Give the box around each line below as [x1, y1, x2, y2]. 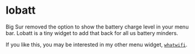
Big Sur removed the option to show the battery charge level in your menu [5, 23, 189, 30]
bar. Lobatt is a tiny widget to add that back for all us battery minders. [5, 29, 179, 36]
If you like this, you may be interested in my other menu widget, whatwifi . [5, 41, 188, 48]
